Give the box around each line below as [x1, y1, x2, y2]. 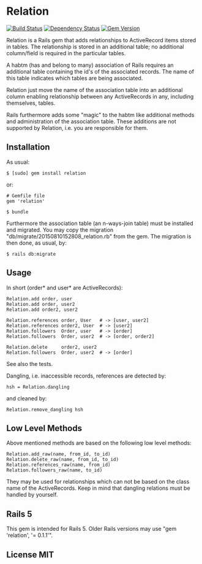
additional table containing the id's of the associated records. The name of [6, 67, 195, 75]
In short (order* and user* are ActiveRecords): [6, 284, 123, 291]
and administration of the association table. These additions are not [6, 118, 176, 125]
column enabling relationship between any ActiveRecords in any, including [6, 93, 194, 100]
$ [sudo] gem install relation [6, 170, 86, 176]
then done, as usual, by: [6, 239, 67, 246]
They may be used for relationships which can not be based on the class [6, 478, 190, 486]
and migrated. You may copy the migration [6, 226, 114, 234]
